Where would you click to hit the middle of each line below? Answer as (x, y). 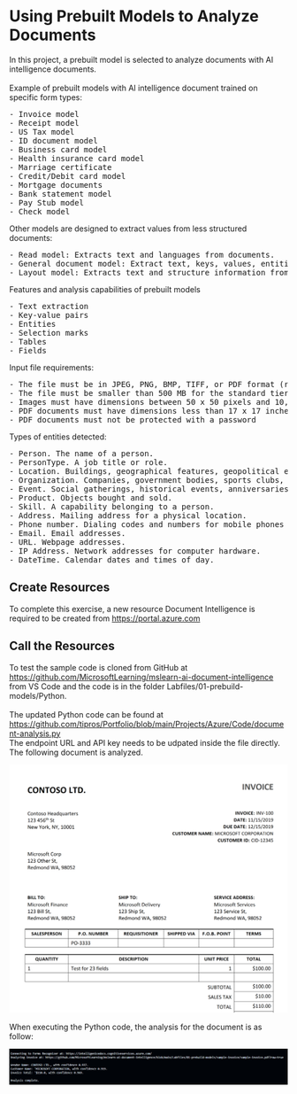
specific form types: (46, 97)
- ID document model (54, 140)
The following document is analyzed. (76, 752)
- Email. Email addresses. (68, 533)
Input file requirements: (52, 367)
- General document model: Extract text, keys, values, (133, 264)
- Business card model (58, 149)
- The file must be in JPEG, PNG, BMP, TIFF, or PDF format (142, 384)
